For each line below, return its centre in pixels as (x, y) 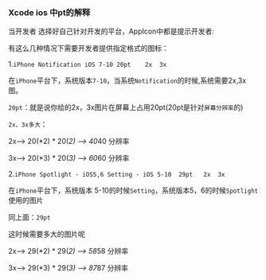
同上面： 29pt (29, 217)
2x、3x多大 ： (28, 124)
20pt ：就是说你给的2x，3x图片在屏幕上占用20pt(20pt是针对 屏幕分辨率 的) (126, 107)
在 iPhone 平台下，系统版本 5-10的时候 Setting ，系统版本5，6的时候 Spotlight (133, 191)
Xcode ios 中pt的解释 (49, 12)
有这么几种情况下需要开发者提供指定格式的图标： (88, 49)
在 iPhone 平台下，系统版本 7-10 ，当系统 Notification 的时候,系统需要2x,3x (127, 80)
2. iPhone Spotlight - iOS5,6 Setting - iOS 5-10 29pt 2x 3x (117, 174)
